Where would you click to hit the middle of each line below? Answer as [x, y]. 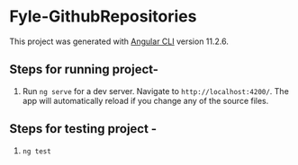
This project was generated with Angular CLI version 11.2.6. [119, 41]
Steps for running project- [84, 69]
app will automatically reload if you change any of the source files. [145, 100]
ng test [36, 151]
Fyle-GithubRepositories [103, 17]
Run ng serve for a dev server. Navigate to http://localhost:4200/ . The [156, 91]
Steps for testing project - [83, 129]
